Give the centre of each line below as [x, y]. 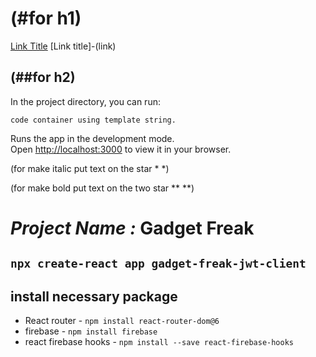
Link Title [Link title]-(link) [63, 46]
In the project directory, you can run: [85, 101]
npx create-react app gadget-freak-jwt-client [158, 264]
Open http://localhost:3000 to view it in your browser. [121, 149]
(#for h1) [46, 18]
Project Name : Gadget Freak [132, 228]
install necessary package [94, 296]
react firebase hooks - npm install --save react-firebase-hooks [159, 342]
